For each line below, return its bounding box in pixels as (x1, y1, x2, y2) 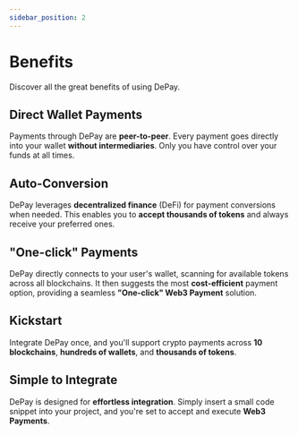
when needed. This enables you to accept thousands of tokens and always (9, 209, 289, 220)
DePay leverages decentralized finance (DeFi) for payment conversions (9, 200, 276, 210)
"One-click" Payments (9, 244, 139, 260)
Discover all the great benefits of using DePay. (9, 81, 181, 92)
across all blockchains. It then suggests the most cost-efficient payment (9, 278, 278, 288)
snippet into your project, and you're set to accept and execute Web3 (9, 405, 266, 416)
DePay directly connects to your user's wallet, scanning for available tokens (9, 269, 289, 278)
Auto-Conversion (9, 175, 109, 191)
